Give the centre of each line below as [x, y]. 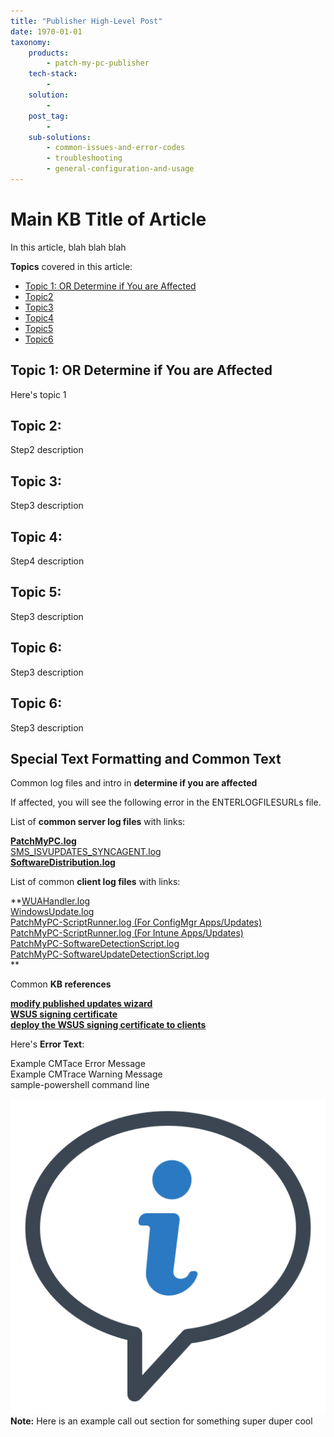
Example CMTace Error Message [78, 1064]
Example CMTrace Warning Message [86, 1074]
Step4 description [47, 561]
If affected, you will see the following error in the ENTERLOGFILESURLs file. [166, 802]
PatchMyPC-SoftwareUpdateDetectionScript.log [110, 954]
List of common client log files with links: [95, 882]
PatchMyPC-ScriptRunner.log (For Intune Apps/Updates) [127, 933]
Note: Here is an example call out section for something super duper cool [161, 1421]
